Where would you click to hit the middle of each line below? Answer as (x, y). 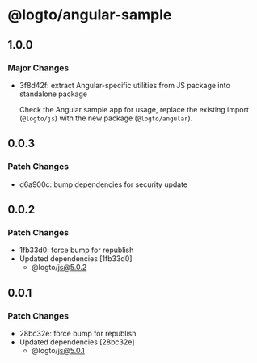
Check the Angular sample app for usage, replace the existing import (134, 109)
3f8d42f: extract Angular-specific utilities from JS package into (125, 85)
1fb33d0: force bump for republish (76, 250)
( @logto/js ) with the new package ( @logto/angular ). (106, 118)
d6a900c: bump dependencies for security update (103, 184)
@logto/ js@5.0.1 (58, 350)
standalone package (53, 94)
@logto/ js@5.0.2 (59, 268)
